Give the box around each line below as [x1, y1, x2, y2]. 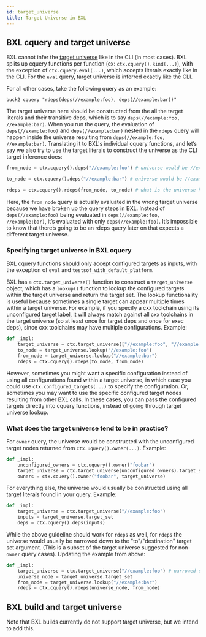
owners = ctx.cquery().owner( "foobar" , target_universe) [17, 473, 166, 480]
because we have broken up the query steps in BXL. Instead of [6, 205, 166, 212]
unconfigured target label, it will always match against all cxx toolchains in [6, 311, 194, 318]
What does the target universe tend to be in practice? [6, 424, 169, 432]
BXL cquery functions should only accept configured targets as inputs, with [6, 260, 197, 267]
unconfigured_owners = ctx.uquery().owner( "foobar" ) [17, 462, 155, 468]
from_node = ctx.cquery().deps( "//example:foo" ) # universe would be [6, 165, 188, 171]
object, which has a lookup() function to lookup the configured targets [6, 285, 185, 292]
